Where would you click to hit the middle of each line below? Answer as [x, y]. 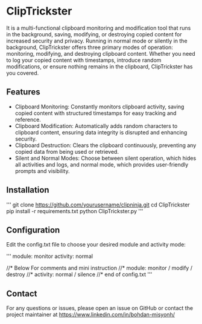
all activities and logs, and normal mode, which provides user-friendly [102, 164]
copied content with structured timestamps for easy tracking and [96, 113]
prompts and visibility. [42, 171]
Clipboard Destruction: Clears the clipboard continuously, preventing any [106, 145]
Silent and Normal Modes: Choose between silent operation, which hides [106, 158]
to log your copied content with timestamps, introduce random [84, 60]
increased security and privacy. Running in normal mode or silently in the [97, 41]
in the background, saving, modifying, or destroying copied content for [94, 34]
